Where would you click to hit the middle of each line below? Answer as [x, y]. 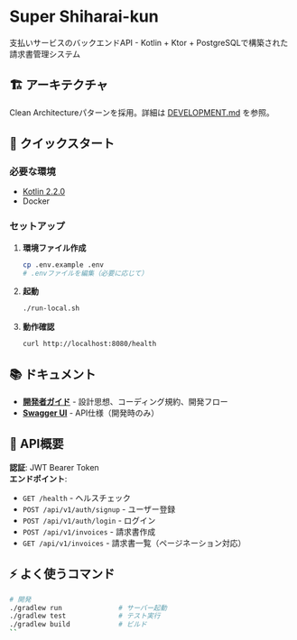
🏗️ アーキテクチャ [59, 85]
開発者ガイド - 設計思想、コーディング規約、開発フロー [125, 402]
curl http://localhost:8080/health [89, 344]
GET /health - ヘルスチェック [76, 498]
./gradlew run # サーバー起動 [88, 608]
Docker [36, 201]
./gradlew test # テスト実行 [85, 616]
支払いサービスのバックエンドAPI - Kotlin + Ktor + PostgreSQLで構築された [149, 42]
